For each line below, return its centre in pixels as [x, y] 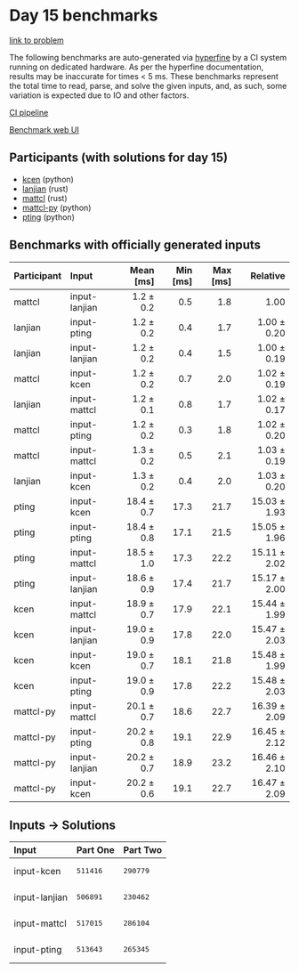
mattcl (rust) [45, 198]
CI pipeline [29, 112]
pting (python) [48, 217]
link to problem [36, 40]
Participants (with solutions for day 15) [119, 158]
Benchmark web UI [44, 129]
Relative [268, 275]
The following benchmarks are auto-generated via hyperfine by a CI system [148, 57]
